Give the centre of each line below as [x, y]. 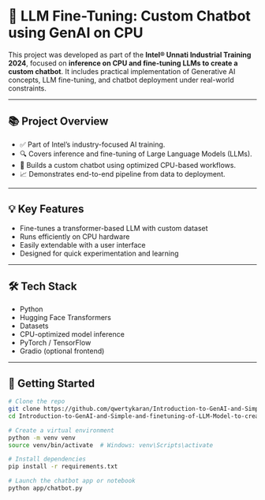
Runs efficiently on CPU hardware [75, 237]
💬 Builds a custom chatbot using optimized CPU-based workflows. [128, 165]
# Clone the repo [37, 401]
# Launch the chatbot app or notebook [72, 481]
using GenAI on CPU [76, 33]
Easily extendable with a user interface [82, 244]
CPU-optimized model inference [72, 334]
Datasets [34, 326]
